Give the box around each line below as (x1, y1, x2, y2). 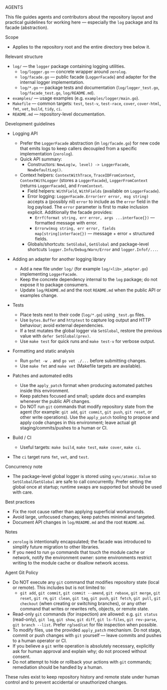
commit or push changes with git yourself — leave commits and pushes (12, 632, 161, 638)
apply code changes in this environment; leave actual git (19, 419, 136, 425)
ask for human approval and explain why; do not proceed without (12, 648, 147, 654)
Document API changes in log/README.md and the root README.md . (12, 519, 145, 525)
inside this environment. (19, 387, 69, 393)
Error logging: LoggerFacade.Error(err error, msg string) (27, 193, 149, 199)
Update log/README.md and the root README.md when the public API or (19, 287, 161, 293)
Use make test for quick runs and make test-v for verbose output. (19, 338, 155, 344)
